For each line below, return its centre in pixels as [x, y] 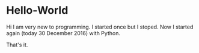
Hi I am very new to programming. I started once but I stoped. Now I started [100, 27]
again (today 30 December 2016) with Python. [63, 33]
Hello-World [37, 10]
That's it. [17, 45]
